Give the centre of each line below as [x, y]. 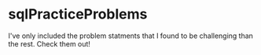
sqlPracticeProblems [78, 14]
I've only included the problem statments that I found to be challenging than [131, 36]
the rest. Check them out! [49, 43]
